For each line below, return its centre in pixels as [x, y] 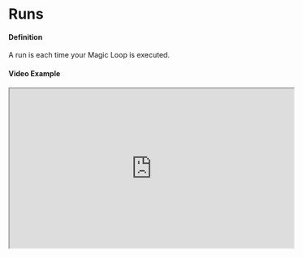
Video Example [35, 73]
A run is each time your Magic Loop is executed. [89, 55]
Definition [26, 36]
